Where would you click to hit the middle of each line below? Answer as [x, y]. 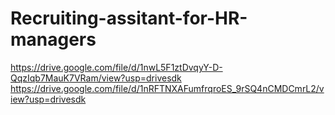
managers [53, 39]
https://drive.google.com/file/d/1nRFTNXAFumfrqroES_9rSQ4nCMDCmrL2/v [167, 88]
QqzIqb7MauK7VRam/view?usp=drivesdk [96, 78]
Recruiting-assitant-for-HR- [129, 18]
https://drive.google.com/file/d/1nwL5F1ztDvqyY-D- [116, 67]
